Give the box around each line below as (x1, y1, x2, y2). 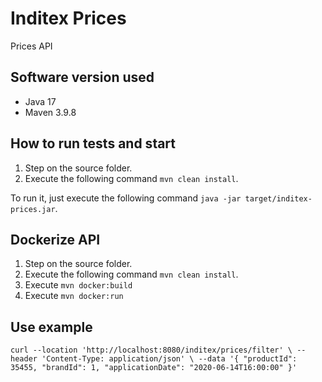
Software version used (10, 69, 155, 86)
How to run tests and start (10, 135, 177, 152)
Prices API (10, 40, 53, 52)
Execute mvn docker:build (24, 279, 133, 291)
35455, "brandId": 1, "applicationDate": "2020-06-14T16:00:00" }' (10, 363, 298, 373)
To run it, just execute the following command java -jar (10, 192, 242, 204)
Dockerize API (10, 231, 101, 248)
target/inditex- (244, 193, 313, 204)
